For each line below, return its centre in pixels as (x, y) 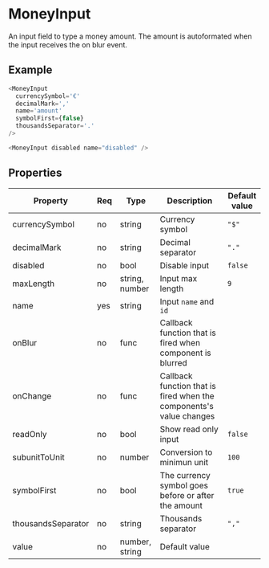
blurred (174, 362)
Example (30, 70)
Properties (35, 173)
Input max (179, 278)
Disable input (185, 265)
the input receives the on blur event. (68, 44)
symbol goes (184, 485)
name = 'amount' (39, 111)
